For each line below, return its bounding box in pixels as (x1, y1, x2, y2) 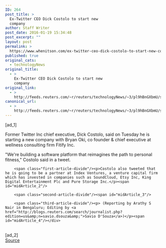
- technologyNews (9, 62, 45, 67)
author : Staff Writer (5, 26, 50, 31)
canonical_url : (5, 99, 37, 104)
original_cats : (5, 58, 37, 63)
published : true (5, 53, 39, 58)
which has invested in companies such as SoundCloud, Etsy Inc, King (5, 175, 152, 180)
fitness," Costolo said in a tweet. (5, 157, 71, 163)
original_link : (5, 85, 37, 90)
